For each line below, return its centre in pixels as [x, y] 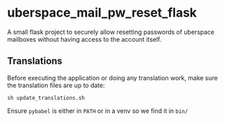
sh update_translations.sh [46, 98]
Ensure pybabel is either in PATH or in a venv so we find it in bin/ [98, 111]
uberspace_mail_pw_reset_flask [102, 13]
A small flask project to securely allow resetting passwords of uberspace [111, 32]
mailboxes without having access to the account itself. [84, 39]
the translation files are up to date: [56, 85]
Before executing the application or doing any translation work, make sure [112, 78]
